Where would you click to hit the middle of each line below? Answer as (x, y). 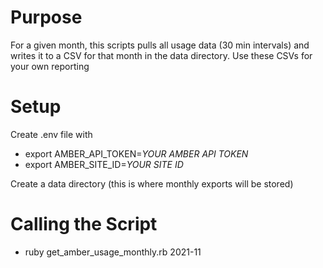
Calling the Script (84, 224)
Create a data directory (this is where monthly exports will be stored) (152, 183)
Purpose (46, 17)
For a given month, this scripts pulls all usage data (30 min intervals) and (160, 45)
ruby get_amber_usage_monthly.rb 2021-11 (113, 252)
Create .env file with (51, 134)
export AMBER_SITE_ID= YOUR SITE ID (104, 164)
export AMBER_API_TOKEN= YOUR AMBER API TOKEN (136, 153)
